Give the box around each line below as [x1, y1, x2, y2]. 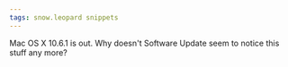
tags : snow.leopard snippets [9, 13, 119, 22]
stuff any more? [9, 46, 67, 58]
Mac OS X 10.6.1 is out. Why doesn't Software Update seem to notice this [9, 38, 280, 48]
